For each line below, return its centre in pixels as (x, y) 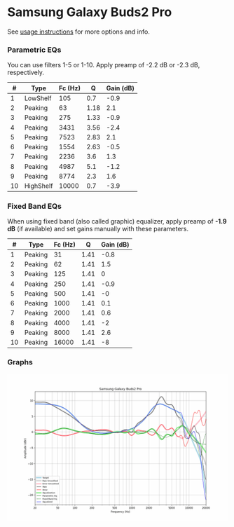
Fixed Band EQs (34, 206)
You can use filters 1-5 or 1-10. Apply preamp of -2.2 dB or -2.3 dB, (104, 65)
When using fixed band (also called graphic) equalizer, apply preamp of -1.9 (117, 221)
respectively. (26, 73)
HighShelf (39, 186)
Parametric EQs (34, 50)
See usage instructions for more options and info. (79, 32)
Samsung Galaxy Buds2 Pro (90, 12)
